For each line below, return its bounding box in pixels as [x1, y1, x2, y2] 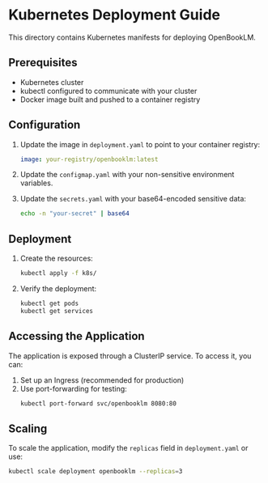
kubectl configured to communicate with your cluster [19, 86, 198, 95]
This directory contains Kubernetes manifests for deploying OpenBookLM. [8, 32, 257, 42]
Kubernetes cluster [19, 77, 84, 87]
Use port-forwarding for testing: [19, 383, 127, 393]
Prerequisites [8, 56, 78, 70]
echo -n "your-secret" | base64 [19, 210, 130, 218]
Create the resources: [19, 253, 93, 264]
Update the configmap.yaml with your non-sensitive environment [19, 170, 235, 180]
